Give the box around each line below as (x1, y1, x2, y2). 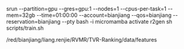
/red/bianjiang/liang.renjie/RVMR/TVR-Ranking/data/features (6, 36, 157, 43)
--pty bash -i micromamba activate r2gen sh (62, 18, 173, 25)
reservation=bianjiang (6, 18, 61, 25)
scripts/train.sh (6, 24, 44, 31)
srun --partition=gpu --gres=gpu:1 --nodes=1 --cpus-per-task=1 (6, 5, 167, 12)
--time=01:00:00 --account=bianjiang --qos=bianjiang (36, 11, 172, 19)
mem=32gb (6, 11, 36, 19)
